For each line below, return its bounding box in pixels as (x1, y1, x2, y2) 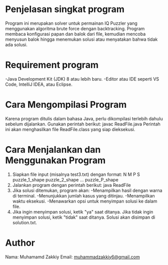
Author (5, 237, 35, 248)
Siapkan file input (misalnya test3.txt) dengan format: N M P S (12, 171, 140, 177)
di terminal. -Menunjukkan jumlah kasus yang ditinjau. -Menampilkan (12, 192, 155, 198)
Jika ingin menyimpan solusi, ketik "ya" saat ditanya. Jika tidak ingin (12, 209, 153, 215)
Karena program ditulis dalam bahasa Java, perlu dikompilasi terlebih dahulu (5, 115, 163, 121)
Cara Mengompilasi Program (5, 99, 127, 110)
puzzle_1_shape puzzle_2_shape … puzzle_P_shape (12, 176, 119, 182)
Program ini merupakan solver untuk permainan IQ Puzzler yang (5, 20, 138, 26)
